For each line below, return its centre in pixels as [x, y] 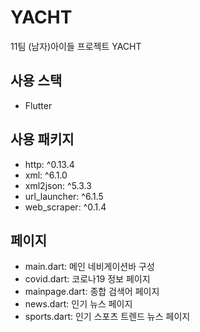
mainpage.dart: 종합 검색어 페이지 [92, 292]
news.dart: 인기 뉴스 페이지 [78, 304]
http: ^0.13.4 [49, 164]
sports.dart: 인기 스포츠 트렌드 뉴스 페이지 [107, 317]
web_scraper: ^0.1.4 [65, 207]
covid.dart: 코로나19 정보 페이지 [87, 279]
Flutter [38, 105]
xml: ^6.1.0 [46, 175]
